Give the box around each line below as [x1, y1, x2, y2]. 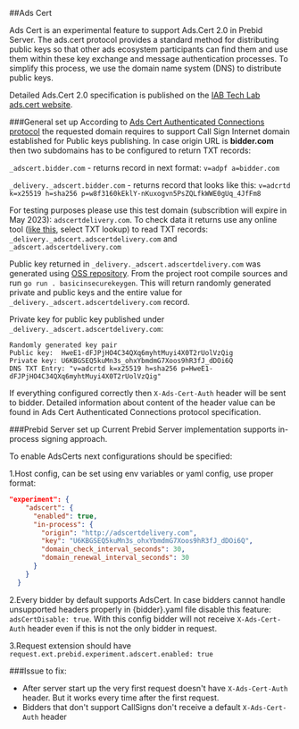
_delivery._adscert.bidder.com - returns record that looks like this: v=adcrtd [9, 180, 291, 191]
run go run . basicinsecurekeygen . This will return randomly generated [9, 277, 271, 288]
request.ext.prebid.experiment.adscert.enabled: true [9, 649, 214, 658]
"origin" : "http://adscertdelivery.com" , [41, 528, 198, 538]
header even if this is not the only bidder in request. [27, 623, 217, 633]
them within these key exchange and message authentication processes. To [9, 54, 288, 64]
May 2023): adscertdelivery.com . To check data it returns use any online [9, 215, 278, 225]
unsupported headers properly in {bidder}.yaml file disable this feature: [9, 604, 271, 615]
